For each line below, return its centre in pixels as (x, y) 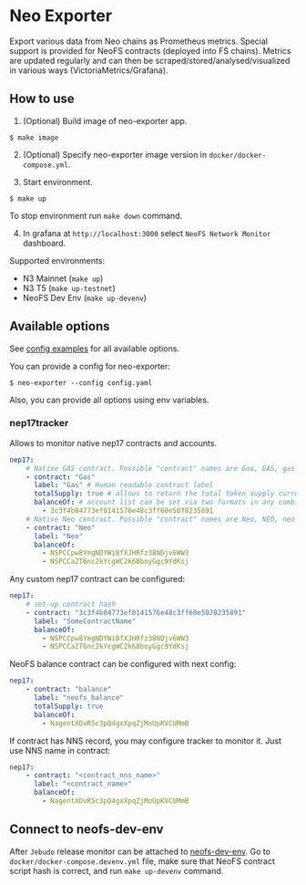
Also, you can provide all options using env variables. (109, 400)
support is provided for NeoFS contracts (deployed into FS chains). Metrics (150, 50)
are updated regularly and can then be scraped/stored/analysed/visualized (150, 60)
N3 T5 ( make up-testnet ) (69, 287)
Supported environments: (57, 260)
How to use (42, 99)
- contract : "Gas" (61, 477)
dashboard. (44, 243)
